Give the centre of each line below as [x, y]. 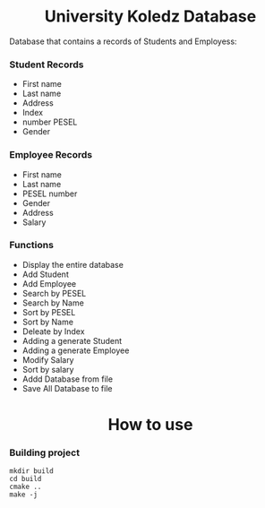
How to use [150, 425]
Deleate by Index [53, 331]
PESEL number [50, 194]
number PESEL [50, 122]
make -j [24, 495]
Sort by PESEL [49, 312]
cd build [26, 479]
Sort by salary [48, 369]
